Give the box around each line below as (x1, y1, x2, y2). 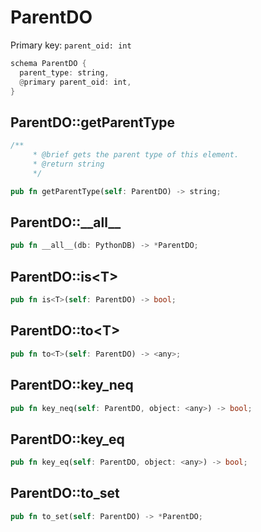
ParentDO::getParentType (10, 114, 176, 131)
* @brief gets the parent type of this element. (32, 150, 240, 160)
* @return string (32, 159, 105, 169)
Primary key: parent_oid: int (10, 39, 132, 51)
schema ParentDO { (10, 58, 87, 68)
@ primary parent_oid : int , (19, 77, 132, 87)
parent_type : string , (19, 67, 110, 78)
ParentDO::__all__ (10, 214, 122, 231)
